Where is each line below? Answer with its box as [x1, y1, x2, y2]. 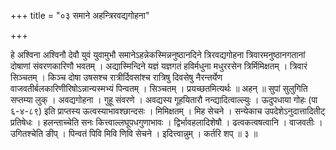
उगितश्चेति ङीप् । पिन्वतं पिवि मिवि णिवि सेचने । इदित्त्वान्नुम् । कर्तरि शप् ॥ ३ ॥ [10, 128, 258, 139]
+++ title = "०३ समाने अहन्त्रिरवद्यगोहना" [10, 10, 150, 21]
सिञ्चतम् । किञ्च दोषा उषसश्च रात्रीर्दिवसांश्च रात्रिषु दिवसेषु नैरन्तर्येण [10, 71, 223, 83]
